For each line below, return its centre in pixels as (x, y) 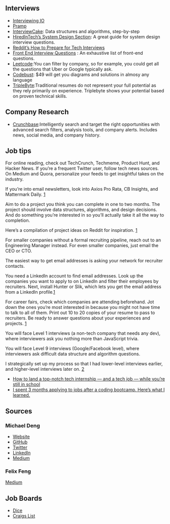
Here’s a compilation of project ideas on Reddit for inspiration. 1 (72, 230)
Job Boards (24, 498)
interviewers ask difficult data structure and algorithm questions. (73, 354)
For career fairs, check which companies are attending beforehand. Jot (80, 302)
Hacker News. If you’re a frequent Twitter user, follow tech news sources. (82, 168)
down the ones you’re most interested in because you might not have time (83, 307)
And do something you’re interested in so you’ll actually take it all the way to (85, 215)
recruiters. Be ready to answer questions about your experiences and (78, 318)
